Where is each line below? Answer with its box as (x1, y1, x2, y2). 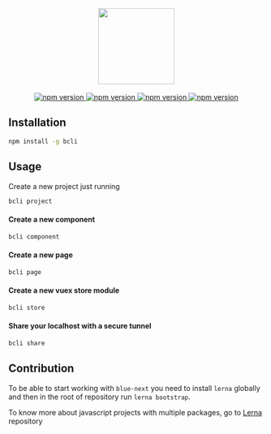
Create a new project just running (8, 181, 120, 191)
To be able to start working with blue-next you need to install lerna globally (8, 383, 261, 393)
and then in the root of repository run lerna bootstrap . (8, 392, 191, 402)
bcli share (8, 339, 45, 347)
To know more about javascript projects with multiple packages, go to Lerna (8, 407, 262, 417)
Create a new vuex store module (8, 286, 120, 295)
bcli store (8, 303, 45, 312)
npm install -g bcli (8, 137, 79, 145)
